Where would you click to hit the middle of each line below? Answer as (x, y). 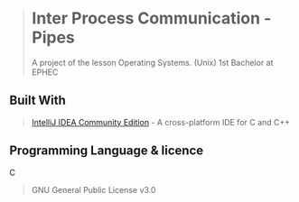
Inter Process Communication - (151, 18)
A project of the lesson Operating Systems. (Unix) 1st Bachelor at (152, 62)
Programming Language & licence (107, 151)
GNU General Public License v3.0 (93, 189)
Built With (37, 101)
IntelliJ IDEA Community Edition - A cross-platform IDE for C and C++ (161, 122)
